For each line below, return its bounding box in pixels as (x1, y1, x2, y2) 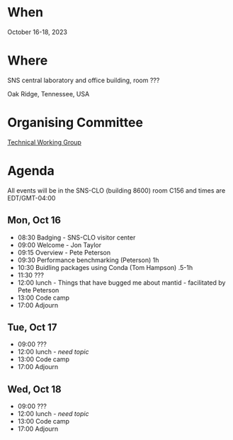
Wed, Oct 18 (7, 383, 62, 395)
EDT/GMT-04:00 (7, 193, 56, 202)
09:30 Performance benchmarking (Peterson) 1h (17, 256, 159, 264)
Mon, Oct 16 (7, 214, 62, 227)
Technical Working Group (7, 137, 81, 146)
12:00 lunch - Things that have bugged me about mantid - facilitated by (17, 278, 226, 287)
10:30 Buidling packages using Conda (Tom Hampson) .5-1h (17, 263, 193, 271)
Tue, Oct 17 (7, 321, 57, 333)
